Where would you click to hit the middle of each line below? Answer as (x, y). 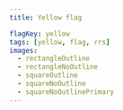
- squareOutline (48, 76)
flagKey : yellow (40, 34)
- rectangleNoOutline (58, 67)
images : (24, 50)
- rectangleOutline (54, 59)
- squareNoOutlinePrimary (66, 92)
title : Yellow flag (46, 17)
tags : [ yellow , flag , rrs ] (60, 42)
